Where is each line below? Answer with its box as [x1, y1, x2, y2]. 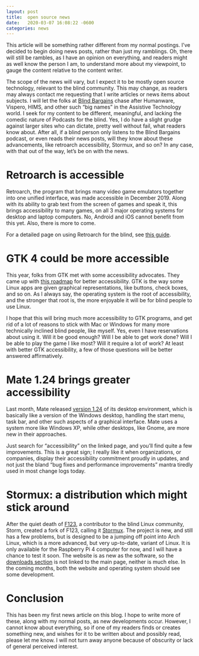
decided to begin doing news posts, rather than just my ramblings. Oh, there [6, 48, 193, 55]
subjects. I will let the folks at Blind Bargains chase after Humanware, [6, 97, 175, 104]
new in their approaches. [6, 431, 67, 438]
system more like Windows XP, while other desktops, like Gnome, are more [6, 424, 189, 432]
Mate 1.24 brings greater [6, 373, 131, 386]
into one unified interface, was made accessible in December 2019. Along [6, 194, 187, 202]
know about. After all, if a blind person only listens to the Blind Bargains [6, 129, 181, 136]
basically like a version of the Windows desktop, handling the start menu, [6, 412, 185, 419]
